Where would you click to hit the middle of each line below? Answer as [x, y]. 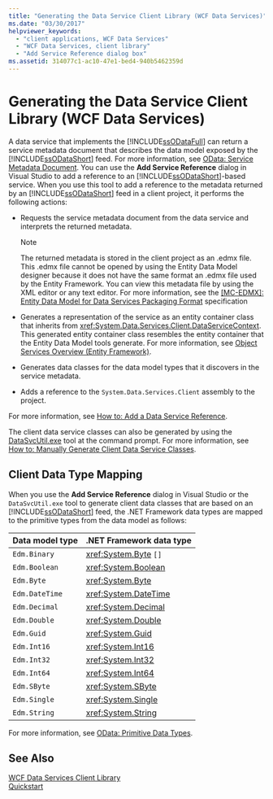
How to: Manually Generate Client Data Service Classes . [102, 449]
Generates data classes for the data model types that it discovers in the [140, 367]
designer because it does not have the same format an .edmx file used [139, 275]
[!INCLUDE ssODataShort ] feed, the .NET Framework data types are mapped [136, 511]
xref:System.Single [122, 699]
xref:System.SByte [121, 686]
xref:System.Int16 [120, 646]
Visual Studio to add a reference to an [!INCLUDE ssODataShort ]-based [127, 176]
